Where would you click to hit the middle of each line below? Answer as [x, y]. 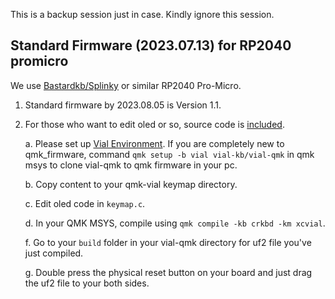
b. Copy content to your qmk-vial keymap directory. [131, 184]
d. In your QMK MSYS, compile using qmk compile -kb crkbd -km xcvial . [175, 223]
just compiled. [54, 253]
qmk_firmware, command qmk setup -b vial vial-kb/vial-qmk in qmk [169, 154]
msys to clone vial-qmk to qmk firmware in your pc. [131, 165]
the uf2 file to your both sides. [87, 283]
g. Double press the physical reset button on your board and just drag [168, 272]
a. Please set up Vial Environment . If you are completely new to [154, 143]
